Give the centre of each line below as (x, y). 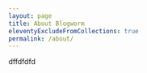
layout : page (30, 16)
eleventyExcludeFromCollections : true (73, 31)
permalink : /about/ (41, 39)
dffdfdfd (22, 62)
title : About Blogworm (46, 24)
